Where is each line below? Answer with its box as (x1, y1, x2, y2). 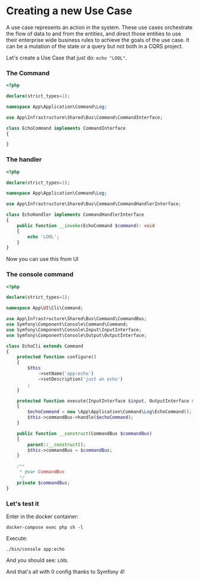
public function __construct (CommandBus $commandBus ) (17, 430, 152, 436)
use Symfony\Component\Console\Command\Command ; (6, 321, 129, 327)
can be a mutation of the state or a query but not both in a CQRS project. (6, 43, 184, 50)
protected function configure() (17, 354, 97, 360)
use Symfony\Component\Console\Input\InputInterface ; (6, 327, 142, 333)
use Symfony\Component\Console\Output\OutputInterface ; (6, 332, 147, 339)
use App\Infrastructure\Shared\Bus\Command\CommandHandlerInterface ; (6, 201, 182, 207)
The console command (6, 270, 74, 279)
